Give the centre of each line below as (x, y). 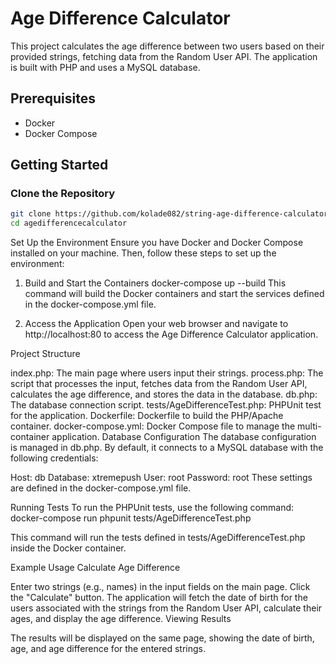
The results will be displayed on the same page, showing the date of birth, (162, 638)
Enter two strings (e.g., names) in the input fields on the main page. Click (160, 587)
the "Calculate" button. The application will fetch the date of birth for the (159, 598)
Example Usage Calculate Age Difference (95, 568)
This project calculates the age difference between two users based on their (167, 46)
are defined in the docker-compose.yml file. (101, 488)
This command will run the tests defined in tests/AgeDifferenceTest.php (158, 538)
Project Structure (45, 354)
